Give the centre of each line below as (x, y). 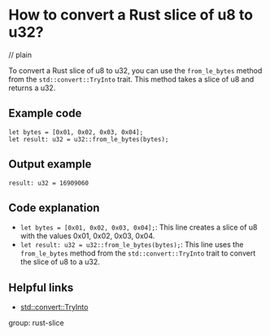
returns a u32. (32, 88)
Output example (50, 164)
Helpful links (41, 288)
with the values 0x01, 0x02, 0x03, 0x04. (87, 236)
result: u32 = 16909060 (49, 183)
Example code (45, 113)
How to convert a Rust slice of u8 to (131, 15)
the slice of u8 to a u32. (60, 262)
